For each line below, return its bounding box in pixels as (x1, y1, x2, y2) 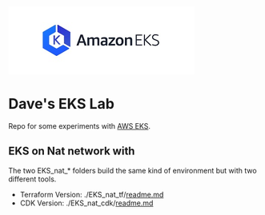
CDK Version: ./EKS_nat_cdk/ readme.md (19, 198, 154, 208)
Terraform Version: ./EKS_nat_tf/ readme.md (19, 189, 164, 199)
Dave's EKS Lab (8, 95, 114, 113)
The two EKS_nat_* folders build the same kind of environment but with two (8, 165, 258, 175)
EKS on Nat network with (8, 145, 135, 158)
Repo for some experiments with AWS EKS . (8, 121, 151, 130)
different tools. (8, 174, 57, 184)
